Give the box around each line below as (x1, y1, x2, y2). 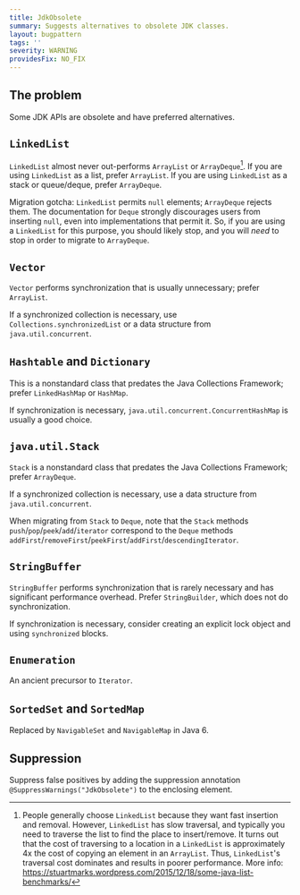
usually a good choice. (9, 413, 93, 425)
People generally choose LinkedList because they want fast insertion (21, 809, 279, 820)
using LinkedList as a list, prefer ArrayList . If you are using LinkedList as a (9, 170, 287, 181)
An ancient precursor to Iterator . (9, 675, 133, 686)
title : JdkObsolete (9, 13, 82, 22)
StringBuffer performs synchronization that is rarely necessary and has (9, 582, 274, 592)
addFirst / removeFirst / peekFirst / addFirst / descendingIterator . (9, 534, 239, 545)
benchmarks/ (21, 876, 71, 887)
